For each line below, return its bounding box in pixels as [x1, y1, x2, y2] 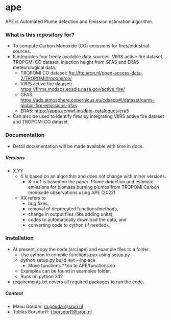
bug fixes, [28, 200, 50, 206]
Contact [5, 290, 23, 297]
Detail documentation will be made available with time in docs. [12, 143, 144, 149]
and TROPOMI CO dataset [12, 119, 68, 125]
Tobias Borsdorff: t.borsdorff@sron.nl [12, 308, 92, 315]
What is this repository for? [5, 31, 75, 38]
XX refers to [20, 194, 46, 201]
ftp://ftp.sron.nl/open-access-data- [68, 70, 143, 76]
